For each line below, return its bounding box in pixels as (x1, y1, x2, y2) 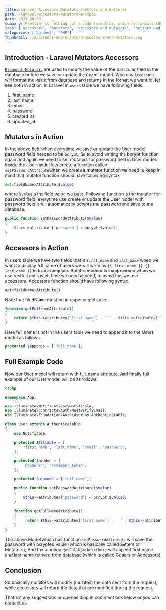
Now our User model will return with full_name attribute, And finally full (5, 371, 149, 377)
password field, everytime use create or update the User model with (5, 196, 144, 202)
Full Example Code (5, 358, 63, 366)
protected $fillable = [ (14, 440, 65, 445)
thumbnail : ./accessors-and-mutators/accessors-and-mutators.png (5, 35, 142, 40)
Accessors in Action (5, 244, 69, 252)
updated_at (12, 118, 36, 124)
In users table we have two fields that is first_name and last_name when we (5, 257, 159, 263)
